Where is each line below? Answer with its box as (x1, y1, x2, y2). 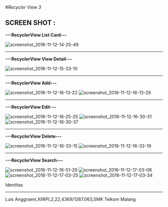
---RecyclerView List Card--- (5, 32, 67, 38)
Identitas (5, 182, 23, 188)
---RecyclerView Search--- (5, 157, 63, 163)
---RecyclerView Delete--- (5, 133, 62, 139)
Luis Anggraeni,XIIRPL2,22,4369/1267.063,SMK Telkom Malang (5, 196, 136, 202)
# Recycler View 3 (5, 4, 41, 10)
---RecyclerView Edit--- (5, 104, 56, 110)
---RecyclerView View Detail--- (5, 56, 72, 62)
